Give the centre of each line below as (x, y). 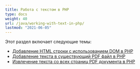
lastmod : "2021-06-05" (28, 28)
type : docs (16, 14)
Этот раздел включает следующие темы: (48, 42)
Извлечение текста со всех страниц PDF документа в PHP (74, 62)
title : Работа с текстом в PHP (37, 10)
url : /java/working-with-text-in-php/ (45, 23)
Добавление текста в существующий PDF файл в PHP (69, 56)
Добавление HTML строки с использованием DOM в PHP (73, 51)
